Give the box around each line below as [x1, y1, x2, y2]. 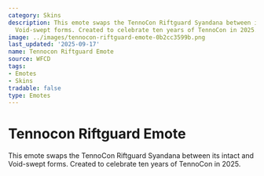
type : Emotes [8, 92, 51, 99]
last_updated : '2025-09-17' [8, 41, 101, 48]
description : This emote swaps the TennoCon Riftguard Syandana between [8, 19, 251, 27]
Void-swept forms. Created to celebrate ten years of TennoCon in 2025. [8, 160, 241, 169]
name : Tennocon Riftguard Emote [8, 48, 114, 56]
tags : [8, 63, 26, 70]
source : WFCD [8, 56, 51, 63]
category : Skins [8, 11, 61, 20]
